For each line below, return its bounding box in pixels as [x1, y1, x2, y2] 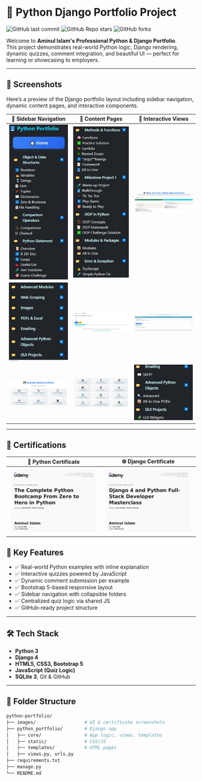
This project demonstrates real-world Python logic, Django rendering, [6, 43, 179, 51]
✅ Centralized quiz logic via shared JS [14, 597, 110, 605]
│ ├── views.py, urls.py [6, 751, 74, 757]
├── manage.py [6, 764, 42, 770]
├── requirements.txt [6, 757, 61, 764]
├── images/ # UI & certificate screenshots [6, 719, 165, 726]
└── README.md [6, 770, 42, 776]
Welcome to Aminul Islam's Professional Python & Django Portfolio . [6, 37, 177, 44]
